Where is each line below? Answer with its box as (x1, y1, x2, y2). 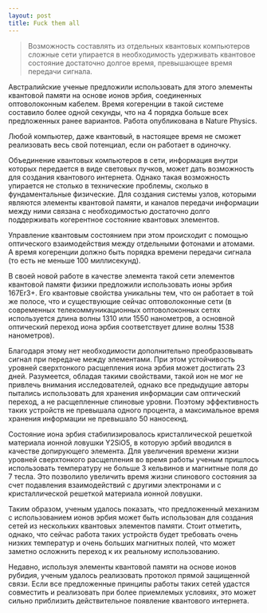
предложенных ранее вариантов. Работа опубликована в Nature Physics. (8, 116, 257, 125)
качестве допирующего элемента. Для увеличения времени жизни (8, 446, 239, 456)
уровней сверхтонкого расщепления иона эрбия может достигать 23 (8, 362, 245, 372)
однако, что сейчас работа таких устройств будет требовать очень (8, 529, 238, 539)
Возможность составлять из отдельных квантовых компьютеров (27, 41, 250, 50)
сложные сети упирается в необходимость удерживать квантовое (27, 49, 256, 59)
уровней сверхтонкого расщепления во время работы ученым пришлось (8, 454, 260, 464)
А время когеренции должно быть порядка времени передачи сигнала (8, 247, 252, 256)
